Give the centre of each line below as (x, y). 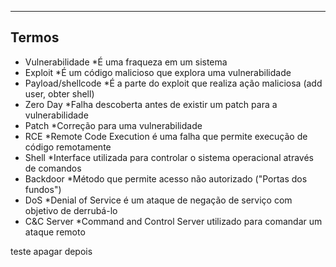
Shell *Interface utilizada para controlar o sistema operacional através (169, 157)
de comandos (53, 168)
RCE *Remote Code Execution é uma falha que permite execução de (166, 136)
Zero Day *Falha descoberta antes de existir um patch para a (151, 104)
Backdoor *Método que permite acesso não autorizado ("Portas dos (166, 178)
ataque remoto (55, 232)
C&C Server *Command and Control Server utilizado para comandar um (173, 221)
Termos (35, 37)
